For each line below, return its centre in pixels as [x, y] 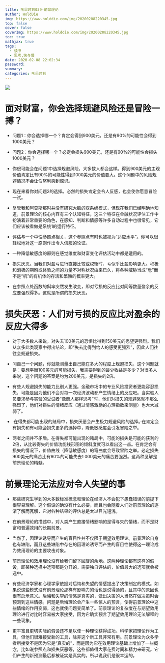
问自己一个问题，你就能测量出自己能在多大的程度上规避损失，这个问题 [83, 363]
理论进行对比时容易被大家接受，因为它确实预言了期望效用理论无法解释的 [85, 614]
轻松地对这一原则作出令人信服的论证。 [51, 243]
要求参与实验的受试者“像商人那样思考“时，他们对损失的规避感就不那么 [87, 399]
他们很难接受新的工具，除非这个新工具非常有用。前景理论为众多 [90, 637]
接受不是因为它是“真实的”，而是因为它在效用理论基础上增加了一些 [87, 643]
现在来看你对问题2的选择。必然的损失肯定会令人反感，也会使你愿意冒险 [84, 191]
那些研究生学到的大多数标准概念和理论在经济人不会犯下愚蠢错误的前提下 [85, 498]
